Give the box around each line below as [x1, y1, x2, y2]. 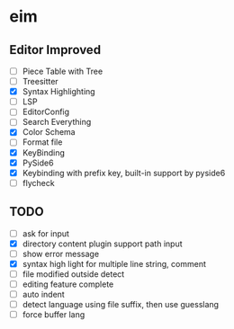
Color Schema [22, 127, 76, 138]
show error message [22, 248, 100, 259]
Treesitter [22, 76, 58, 87]
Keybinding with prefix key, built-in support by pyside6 [22, 167, 226, 178]
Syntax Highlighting [22, 86, 96, 97]
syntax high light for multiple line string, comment [22, 258, 207, 269]
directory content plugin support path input [22, 238, 183, 249]
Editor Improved [9, 42, 102, 58]
